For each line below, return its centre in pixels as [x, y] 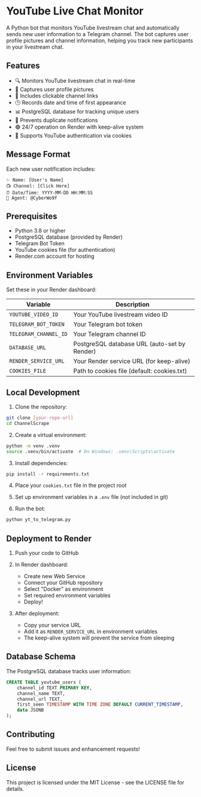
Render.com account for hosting [54, 256]
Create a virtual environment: [51, 435]
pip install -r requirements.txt [48, 474]
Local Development [43, 392]
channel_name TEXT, [41, 693]
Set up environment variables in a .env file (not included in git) [92, 497]
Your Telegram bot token [108, 325]
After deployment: [37, 614]
